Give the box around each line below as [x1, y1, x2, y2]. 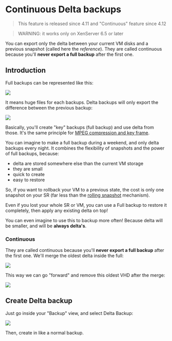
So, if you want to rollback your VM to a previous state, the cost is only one [5, 186, 164, 193]
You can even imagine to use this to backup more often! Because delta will [5, 217, 163, 223]
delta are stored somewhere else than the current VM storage [12, 160, 144, 166]
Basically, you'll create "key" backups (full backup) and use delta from [5, 124, 154, 130]
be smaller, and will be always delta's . [5, 223, 87, 229]
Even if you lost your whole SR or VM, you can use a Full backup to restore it [5, 202, 167, 208]
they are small [12, 165, 43, 172]
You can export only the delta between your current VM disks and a [5, 40, 148, 47]
